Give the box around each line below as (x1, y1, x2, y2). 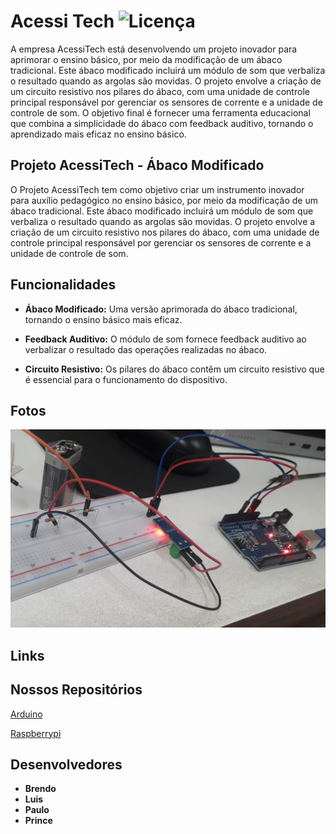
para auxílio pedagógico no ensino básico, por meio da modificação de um (10, 194, 318, 206)
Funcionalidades (10, 276, 117, 294)
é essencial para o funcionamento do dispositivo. (24, 373, 228, 385)
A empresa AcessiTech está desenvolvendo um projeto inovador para (10, 43, 298, 55)
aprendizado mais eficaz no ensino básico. (10, 128, 187, 140)
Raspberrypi (10, 727, 62, 739)
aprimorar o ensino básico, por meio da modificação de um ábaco (10, 53, 283, 65)
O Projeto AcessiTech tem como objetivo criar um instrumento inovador (10, 183, 305, 195)
